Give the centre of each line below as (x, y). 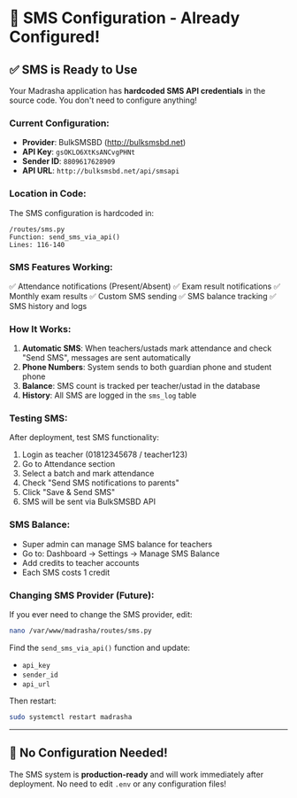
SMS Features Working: (61, 267)
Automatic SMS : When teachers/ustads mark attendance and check (147, 348)
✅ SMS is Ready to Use (73, 70)
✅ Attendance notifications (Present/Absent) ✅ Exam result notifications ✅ (145, 286)
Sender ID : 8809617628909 (69, 161)
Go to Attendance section (69, 464)
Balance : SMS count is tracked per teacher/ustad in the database (141, 386)
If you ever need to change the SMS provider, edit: (101, 615)
